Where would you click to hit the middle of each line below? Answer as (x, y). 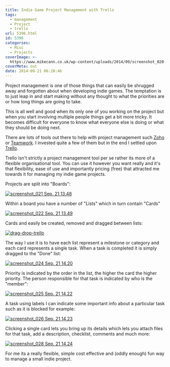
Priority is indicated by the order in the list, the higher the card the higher (81, 273)
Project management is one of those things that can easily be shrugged (80, 86)
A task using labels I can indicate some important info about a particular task (85, 303)
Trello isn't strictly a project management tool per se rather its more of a (80, 158)
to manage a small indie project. (38, 359)
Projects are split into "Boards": (38, 184)
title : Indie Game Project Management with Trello (60, 10)
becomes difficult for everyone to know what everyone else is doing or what (84, 122)
